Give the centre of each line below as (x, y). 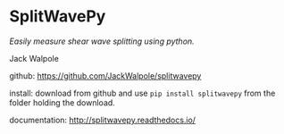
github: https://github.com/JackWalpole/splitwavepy (105, 75)
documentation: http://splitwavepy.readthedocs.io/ (103, 120)
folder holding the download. (63, 102)
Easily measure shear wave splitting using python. (102, 41)
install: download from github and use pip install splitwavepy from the (142, 93)
